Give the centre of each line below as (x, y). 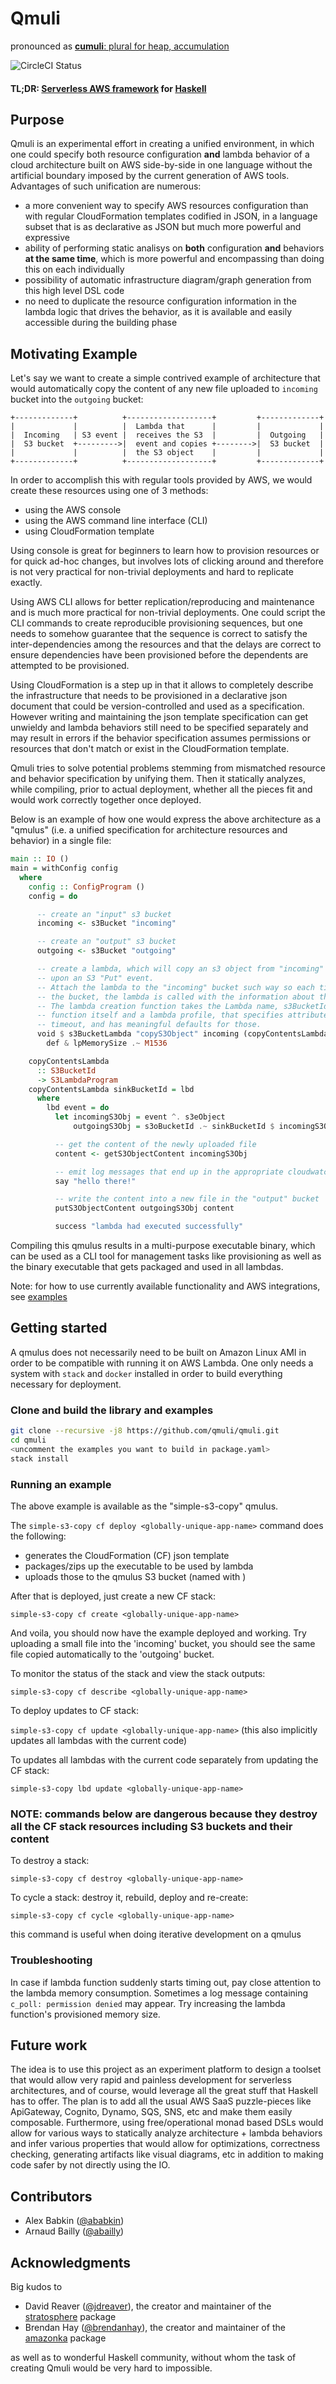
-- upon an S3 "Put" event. (95, 978)
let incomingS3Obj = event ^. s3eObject (140, 1117)
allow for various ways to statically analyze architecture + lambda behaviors (166, 2133)
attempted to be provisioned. (70, 666)
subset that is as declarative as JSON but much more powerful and (163, 227)
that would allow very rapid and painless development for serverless (151, 2080)
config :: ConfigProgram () (86, 887)
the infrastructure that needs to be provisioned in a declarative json (149, 696)
